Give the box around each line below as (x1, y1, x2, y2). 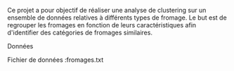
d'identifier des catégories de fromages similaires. (7, 28, 153, 37)
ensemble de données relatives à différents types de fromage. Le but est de (7, 13, 227, 22)
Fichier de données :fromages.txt (7, 56, 104, 64)
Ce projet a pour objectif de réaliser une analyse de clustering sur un (7, 6, 207, 14)
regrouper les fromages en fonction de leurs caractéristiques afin (7, 21, 197, 29)
